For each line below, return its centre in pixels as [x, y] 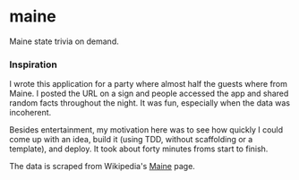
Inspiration [34, 64]
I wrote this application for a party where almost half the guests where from [149, 84]
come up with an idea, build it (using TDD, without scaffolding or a [131, 140]
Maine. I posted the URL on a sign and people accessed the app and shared [149, 94]
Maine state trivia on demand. [64, 41]
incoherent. [30, 113]
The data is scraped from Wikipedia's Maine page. [102, 167]
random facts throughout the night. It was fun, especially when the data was [150, 103]
